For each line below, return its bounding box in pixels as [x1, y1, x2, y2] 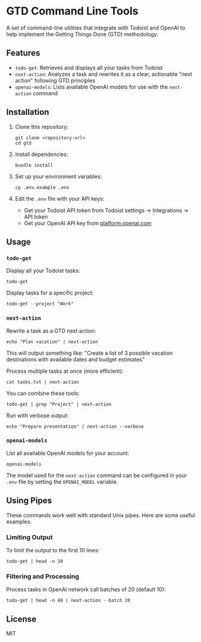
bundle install [14, 162, 54, 168]
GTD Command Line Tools [6, 4, 138, 18]
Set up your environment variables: [14, 173, 102, 180]
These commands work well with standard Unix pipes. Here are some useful [6, 511, 196, 519]
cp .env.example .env [14, 184, 69, 190]
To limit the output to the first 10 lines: [6, 546, 100, 553]
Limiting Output [6, 533, 53, 541]
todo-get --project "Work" [6, 301, 74, 307]
